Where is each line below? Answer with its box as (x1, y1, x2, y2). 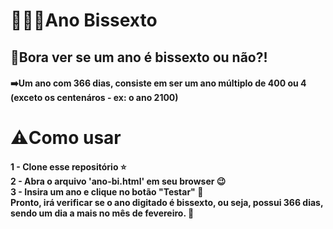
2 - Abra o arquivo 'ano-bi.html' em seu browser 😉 (10, 175, 227, 187)
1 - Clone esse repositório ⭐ (10, 160, 127, 173)
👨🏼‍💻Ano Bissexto (10, 9, 158, 32)
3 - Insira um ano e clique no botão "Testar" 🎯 (10, 185, 204, 198)
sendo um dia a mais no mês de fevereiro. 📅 (10, 207, 195, 219)
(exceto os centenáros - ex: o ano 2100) (10, 92, 179, 104)
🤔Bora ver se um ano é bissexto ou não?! (10, 49, 268, 66)
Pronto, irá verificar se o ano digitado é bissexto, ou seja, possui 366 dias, (10, 196, 324, 208)
